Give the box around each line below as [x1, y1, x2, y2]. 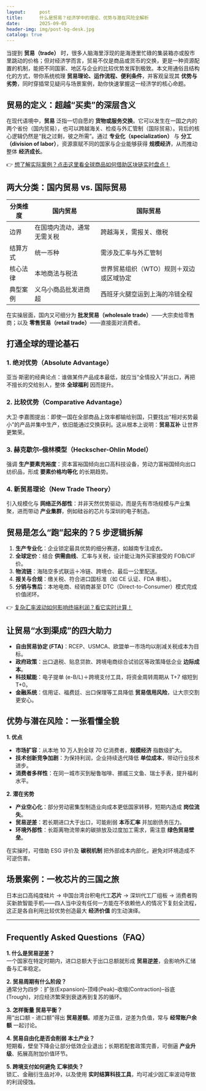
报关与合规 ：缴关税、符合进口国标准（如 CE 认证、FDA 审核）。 [15, 576, 175, 583]
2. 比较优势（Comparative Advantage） [6, 398, 126, 406]
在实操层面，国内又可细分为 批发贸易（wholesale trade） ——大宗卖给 [6, 311, 184, 319]
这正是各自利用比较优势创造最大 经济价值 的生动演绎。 [6, 907, 144, 914]
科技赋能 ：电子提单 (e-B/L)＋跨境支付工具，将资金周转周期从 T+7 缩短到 [15, 673, 198, 680]
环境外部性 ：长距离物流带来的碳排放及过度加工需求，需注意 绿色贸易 [15, 826, 189, 834]
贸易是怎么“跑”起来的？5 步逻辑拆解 [6, 527, 143, 538]
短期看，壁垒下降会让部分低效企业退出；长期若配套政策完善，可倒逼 [6, 1043, 178, 1050]
